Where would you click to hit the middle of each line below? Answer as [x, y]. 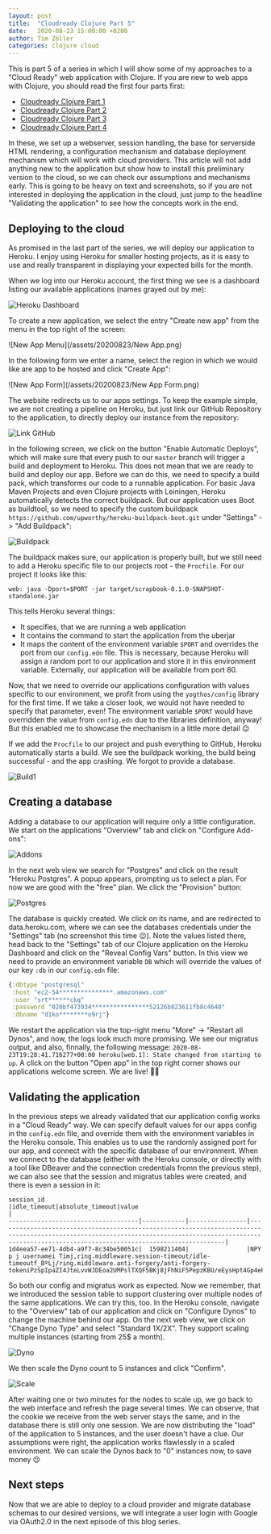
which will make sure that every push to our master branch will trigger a [127, 457]
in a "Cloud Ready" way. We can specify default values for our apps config [133, 1125]
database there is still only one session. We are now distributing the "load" [132, 1425]
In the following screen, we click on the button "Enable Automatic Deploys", [134, 448]
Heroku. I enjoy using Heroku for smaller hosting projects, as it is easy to [129, 256]
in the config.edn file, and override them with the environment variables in [131, 1133]
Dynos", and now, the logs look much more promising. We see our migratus [133, 1039]
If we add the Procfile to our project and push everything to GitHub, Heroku [135, 744]
